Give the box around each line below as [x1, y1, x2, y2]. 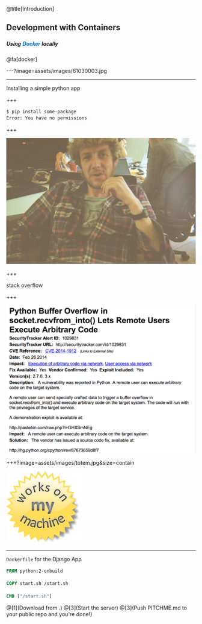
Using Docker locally [6, 39, 58, 48]
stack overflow [6, 282, 43, 289]
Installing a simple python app [6, 84, 81, 92]
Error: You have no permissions [6, 115, 87, 121]
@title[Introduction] [6, 5, 55, 12]
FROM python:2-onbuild [6, 568, 63, 574]
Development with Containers [6, 22, 121, 33]
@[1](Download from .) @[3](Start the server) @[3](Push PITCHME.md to [6, 604, 188, 611]
